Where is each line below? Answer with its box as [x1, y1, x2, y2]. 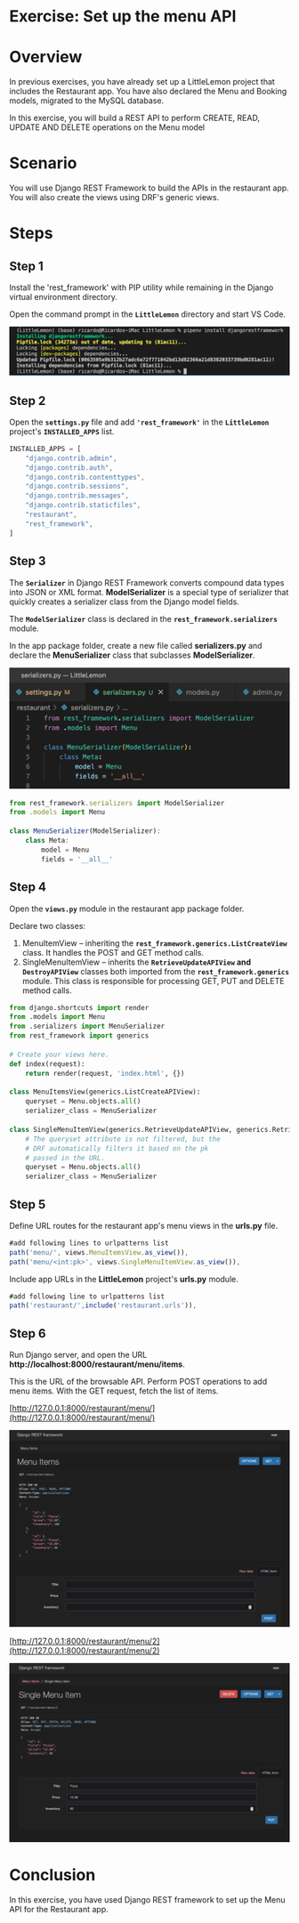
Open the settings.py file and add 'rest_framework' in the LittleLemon [9, 416, 270, 427]
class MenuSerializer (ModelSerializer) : [9, 827, 162, 836]
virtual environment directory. [9, 292, 117, 303]
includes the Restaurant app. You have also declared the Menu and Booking [9, 86, 287, 97]
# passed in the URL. [25, 1153, 105, 1162]
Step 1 [9, 258, 44, 273]
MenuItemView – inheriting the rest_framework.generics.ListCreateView [21, 937, 287, 949]
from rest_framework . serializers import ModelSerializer [9, 798, 225, 807]
